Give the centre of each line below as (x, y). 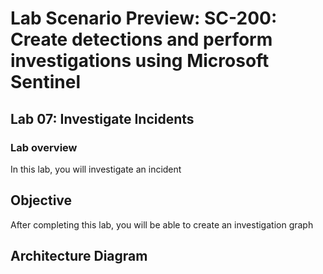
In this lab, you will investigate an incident (96, 169)
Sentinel (45, 82)
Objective (41, 200)
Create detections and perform (141, 39)
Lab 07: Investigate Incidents (102, 118)
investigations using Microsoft (140, 61)
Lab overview (44, 147)
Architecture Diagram (79, 256)
